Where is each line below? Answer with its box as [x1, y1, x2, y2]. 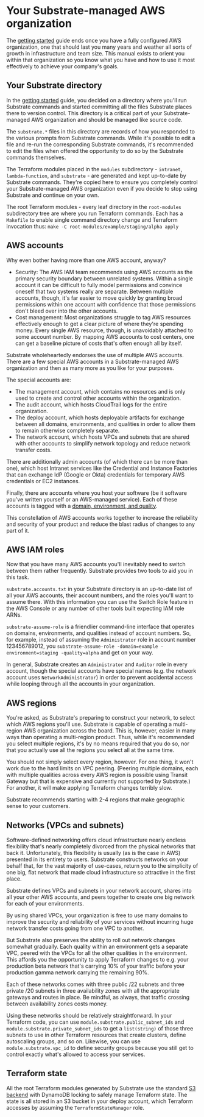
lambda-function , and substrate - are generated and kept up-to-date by [6, 172, 187, 179]
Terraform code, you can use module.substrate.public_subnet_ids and [6, 1018, 185, 1026]
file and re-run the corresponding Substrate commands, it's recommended [6, 141, 194, 148]
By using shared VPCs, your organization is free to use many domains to [6, 912, 188, 919]
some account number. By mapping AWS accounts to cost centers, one [15, 333, 195, 340]
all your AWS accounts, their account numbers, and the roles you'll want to [6, 592, 194, 599]
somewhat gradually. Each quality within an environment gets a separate [6, 943, 189, 950]
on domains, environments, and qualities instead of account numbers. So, [6, 629, 191, 637]
